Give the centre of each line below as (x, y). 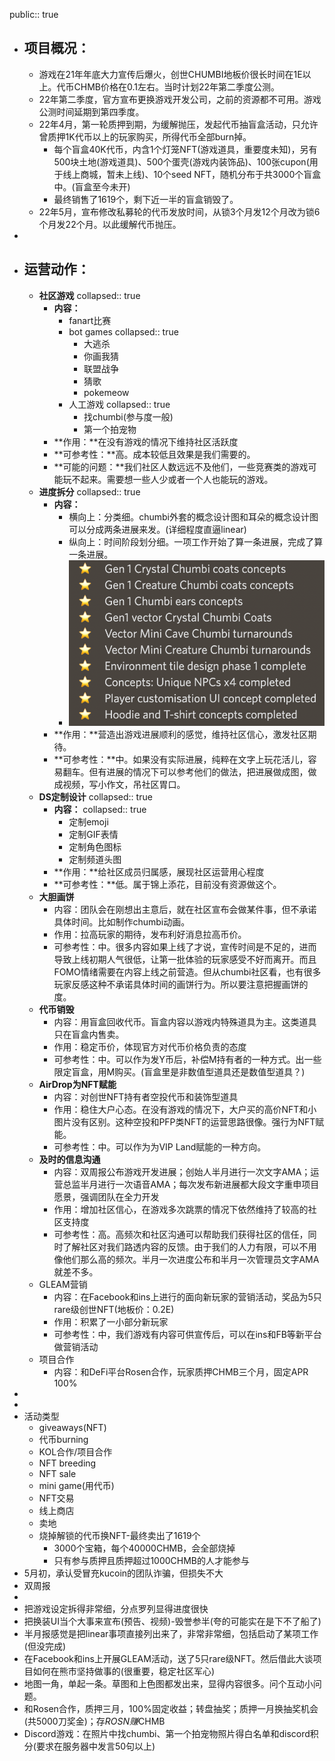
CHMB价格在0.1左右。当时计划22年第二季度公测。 (177, 86)
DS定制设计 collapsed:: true (95, 796)
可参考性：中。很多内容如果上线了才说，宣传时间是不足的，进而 (185, 946)
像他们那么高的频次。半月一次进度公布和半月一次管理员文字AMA (186, 1259)
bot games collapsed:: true (123, 331)
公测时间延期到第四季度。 (91, 111)
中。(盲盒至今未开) (92, 186)
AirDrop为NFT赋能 (77, 1084)
